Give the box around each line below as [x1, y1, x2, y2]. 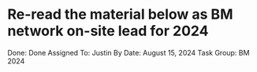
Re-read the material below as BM [7, 5, 233, 23]
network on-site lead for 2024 [7, 22, 209, 40]
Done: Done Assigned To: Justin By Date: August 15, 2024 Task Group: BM [7, 48, 250, 57]
